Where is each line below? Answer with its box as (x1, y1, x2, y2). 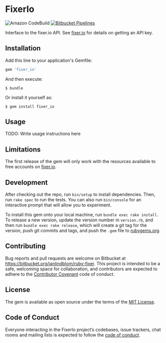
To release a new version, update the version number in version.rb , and (5, 217, 154, 223)
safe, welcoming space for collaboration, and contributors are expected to (5, 266, 158, 272)
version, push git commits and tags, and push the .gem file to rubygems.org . (5, 228, 161, 234)
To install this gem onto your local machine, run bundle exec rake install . (5, 212, 159, 218)
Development (5, 178, 48, 186)
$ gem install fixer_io (5, 104, 55, 109)
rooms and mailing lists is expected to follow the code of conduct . (5, 332, 141, 338)
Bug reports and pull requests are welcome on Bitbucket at (5, 255, 126, 261)
